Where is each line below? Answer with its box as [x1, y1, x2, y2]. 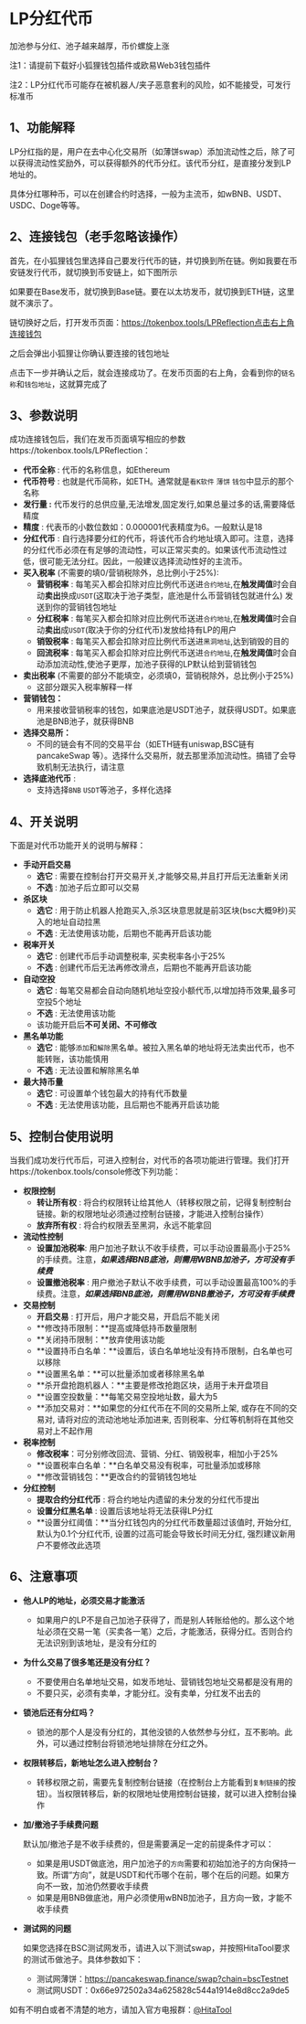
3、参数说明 [9, 408, 78, 423]
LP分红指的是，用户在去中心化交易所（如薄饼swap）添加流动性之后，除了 [9, 145, 288, 156]
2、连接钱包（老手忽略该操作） [9, 229, 185, 245]
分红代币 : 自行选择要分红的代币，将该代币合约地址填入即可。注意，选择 [22, 533, 294, 544]
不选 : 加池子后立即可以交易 [36, 882, 140, 893]
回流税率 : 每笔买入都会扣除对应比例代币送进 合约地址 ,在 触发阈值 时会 [36, 647, 290, 658]
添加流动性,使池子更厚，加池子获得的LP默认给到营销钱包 [44, 659, 258, 670]
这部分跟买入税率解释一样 [36, 682, 133, 693]
